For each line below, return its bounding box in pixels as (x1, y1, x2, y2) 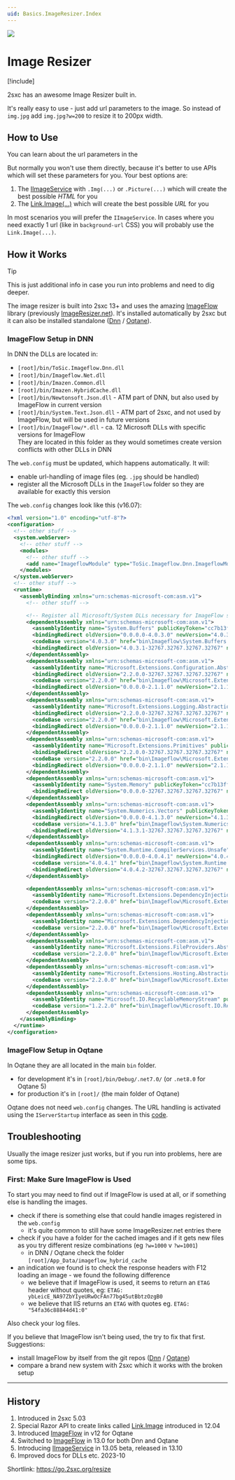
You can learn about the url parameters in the (7, 150, 138, 158)
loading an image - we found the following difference (17, 1271, 171, 1280)
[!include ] (7, 76, 35, 85)
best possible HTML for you (17, 192, 98, 200)
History (7, 1395, 41, 1407)
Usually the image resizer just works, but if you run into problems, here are (7, 1149, 222, 1158)
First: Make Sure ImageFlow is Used (7, 1174, 131, 1184)
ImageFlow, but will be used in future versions (17, 416, 150, 424)
